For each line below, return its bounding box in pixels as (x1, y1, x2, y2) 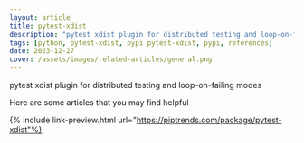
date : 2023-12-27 (9, 47, 75, 56)
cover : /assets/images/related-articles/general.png (9, 55, 213, 64)
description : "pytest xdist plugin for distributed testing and (9, 30, 257, 39)
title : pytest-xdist (9, 22, 88, 31)
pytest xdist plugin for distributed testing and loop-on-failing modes (9, 80, 262, 90)
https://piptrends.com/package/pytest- (136, 114, 282, 125)
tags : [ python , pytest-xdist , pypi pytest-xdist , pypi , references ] (9, 38, 273, 48)
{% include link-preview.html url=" (9, 114, 138, 125)
